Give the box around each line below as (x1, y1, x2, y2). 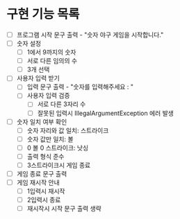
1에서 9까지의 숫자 (26, 48, 76, 56)
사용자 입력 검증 (26, 91, 70, 100)
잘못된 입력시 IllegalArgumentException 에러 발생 (37, 109, 174, 117)
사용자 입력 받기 (16, 74, 60, 82)
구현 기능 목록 (6, 6, 80, 22)
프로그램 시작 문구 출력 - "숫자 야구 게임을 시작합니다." (16, 30, 164, 39)
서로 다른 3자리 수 (37, 100, 86, 108)
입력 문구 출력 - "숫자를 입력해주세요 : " (26, 82, 133, 91)
